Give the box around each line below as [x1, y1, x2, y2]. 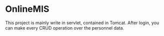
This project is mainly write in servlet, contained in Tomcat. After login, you [5, 20, 159, 26]
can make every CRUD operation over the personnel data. [5, 25, 124, 31]
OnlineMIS [5, 3, 49, 15]
